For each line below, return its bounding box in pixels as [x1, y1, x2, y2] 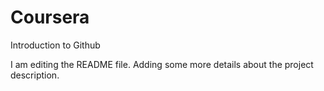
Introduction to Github [10, 39, 101, 51]
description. [10, 69, 60, 81]
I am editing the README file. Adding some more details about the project [10, 58, 314, 70]
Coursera [10, 6, 90, 29]
